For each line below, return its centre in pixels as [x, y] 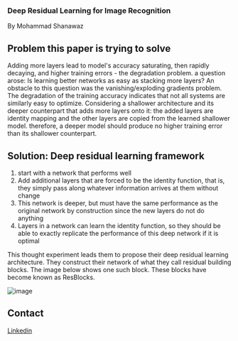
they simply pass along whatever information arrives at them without [118, 188]
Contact [26, 314]
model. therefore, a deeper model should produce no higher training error [115, 126]
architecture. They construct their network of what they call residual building [119, 262]
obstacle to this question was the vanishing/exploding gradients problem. [115, 88]
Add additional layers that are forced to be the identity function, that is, [121, 180]
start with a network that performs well [74, 173]
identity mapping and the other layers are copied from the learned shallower [119, 119]
